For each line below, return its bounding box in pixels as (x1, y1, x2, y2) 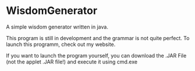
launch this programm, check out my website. (6, 41, 116, 48)
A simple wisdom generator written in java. (6, 23, 109, 30)
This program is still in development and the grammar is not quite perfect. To (6, 34, 190, 41)
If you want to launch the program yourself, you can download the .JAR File (6, 52, 187, 59)
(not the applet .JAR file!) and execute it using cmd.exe (6, 58, 138, 65)
